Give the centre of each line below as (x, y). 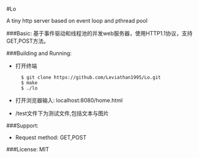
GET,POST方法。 (28, 41)
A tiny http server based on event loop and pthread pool (77, 21)
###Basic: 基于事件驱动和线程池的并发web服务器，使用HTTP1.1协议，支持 (99, 33)
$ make (29, 83)
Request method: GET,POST (51, 137)
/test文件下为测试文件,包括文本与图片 (62, 113)
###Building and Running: (39, 53)
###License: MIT (28, 149)
